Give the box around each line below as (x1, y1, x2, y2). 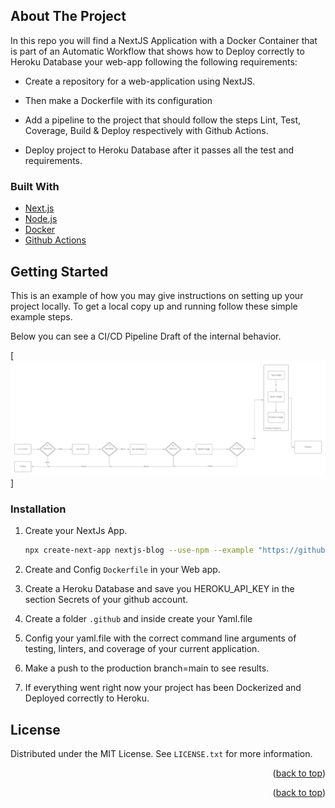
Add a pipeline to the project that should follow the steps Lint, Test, (24, 114, 302, 126)
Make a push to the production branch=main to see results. (24, 662, 270, 674)
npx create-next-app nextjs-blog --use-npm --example (24, 545, 254, 556)
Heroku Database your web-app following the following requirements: (10, 55, 298, 68)
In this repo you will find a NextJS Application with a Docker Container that (10, 34, 318, 46)
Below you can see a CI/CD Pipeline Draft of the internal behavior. (10, 330, 282, 342)
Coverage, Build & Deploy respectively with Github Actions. (24, 124, 269, 136)
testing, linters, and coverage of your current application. (24, 643, 260, 655)
